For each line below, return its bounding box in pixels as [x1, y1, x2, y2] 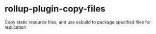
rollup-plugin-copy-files [4, 3, 106, 14]
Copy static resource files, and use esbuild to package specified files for [4, 19, 151, 25]
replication [4, 24, 26, 30]
